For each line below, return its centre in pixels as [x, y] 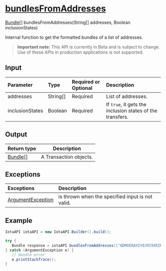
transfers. [117, 117]
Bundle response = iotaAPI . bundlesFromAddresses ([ [65, 245]
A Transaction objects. [67, 157]
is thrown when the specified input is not [105, 197]
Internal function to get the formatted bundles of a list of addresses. [74, 37]
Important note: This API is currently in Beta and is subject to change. [88, 47]
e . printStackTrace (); [34, 259]
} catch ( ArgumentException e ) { [40, 250]
